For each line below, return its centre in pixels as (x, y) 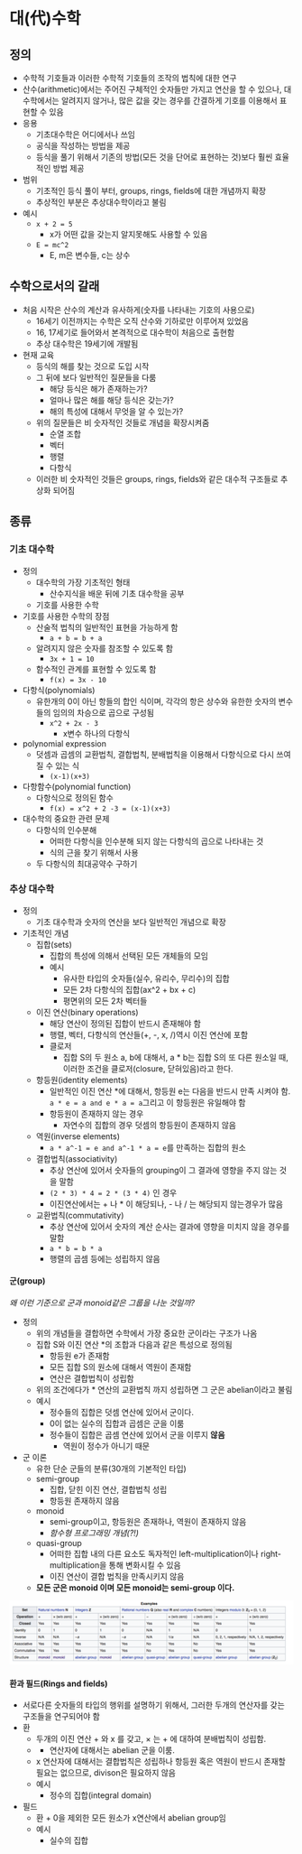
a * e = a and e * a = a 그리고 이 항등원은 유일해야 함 (147, 1102)
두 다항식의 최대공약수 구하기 (87, 864)
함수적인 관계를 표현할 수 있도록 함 (96, 669)
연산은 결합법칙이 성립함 (92, 1378)
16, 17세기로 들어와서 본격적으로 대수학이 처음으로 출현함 (135, 332)
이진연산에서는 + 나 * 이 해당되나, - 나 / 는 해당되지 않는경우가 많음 (166, 1204)
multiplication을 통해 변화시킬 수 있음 (115, 1565)
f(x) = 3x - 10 (78, 680)
